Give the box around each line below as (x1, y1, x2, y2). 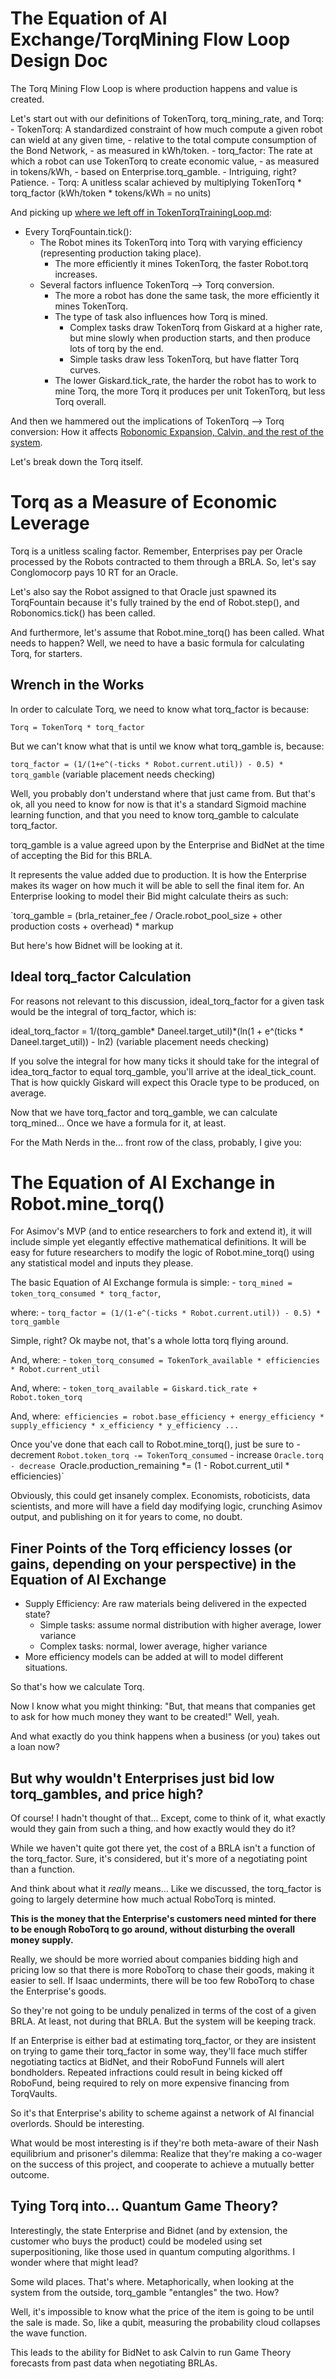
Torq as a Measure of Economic (10, 491, 278, 514)
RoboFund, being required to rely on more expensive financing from (10, 2077, 290, 2089)
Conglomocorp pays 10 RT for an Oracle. (10, 566, 179, 578)
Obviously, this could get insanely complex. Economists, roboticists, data (10, 1490, 311, 1502)
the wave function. (10, 2327, 88, 2339)
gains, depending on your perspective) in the (10, 1555, 297, 1572)
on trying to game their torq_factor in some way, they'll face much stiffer (10, 2045, 308, 2057)
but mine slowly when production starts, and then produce (69, 332, 311, 344)
